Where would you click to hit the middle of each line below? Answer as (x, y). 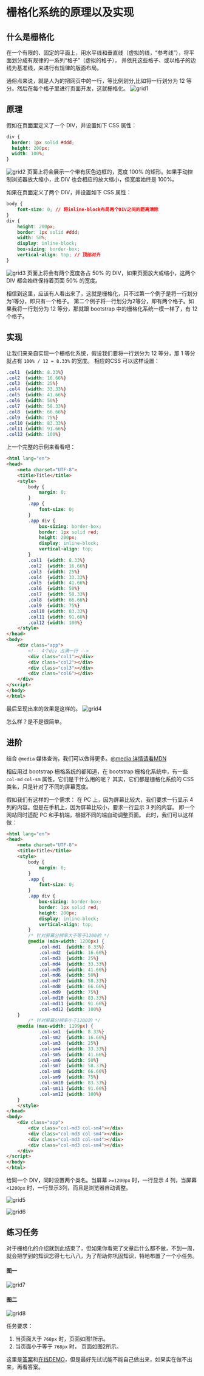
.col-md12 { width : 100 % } (70, 1009)
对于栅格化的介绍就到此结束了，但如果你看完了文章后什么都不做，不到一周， (102, 1248)
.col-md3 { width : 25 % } (69, 958)
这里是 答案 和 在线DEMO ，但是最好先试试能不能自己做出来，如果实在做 (94, 1360)
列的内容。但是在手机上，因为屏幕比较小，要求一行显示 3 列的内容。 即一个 (101, 807)
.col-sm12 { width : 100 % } (70, 1094)
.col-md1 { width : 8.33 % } (71, 947)
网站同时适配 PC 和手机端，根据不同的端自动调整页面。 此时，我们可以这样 (100, 815)
